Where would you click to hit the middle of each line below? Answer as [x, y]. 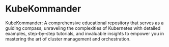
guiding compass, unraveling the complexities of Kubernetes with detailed [83, 28]
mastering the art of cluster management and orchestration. [68, 39]
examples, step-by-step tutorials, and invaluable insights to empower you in [85, 33]
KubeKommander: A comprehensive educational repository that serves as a [84, 23]
